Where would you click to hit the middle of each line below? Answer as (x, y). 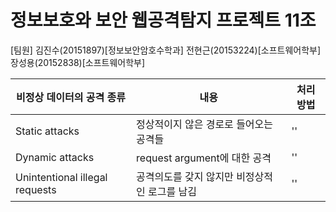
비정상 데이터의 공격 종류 (71, 97)
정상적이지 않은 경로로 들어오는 (205, 124)
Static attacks (47, 131)
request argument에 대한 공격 (204, 158)
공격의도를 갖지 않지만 (185, 176)
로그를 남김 (172, 191)
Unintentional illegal (61, 177)
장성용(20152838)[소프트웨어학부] (78, 62)
